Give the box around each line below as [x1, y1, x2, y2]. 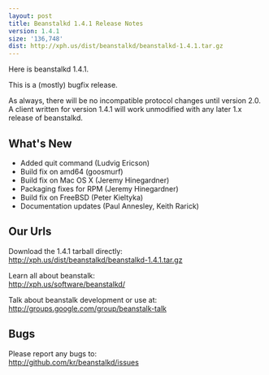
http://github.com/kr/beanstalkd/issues [8, 357, 140, 367]
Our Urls [8, 225, 52, 239]
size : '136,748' [8, 34, 63, 43]
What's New [8, 136, 72, 150]
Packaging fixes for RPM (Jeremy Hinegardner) [20, 183, 179, 193]
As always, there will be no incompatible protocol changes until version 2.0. [8, 96, 262, 106]
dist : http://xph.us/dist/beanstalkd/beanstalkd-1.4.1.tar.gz [8, 42, 223, 50]
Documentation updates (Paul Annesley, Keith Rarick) [20, 200, 199, 211]
